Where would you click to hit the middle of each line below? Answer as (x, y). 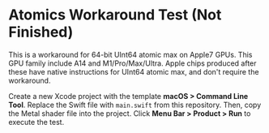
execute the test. (36, 122)
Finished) (41, 32)
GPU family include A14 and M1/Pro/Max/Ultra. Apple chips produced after (132, 63)
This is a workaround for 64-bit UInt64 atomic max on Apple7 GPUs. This (130, 54)
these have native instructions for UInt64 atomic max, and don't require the (134, 71)
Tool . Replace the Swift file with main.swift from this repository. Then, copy (135, 105)
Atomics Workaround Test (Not (115, 15)
